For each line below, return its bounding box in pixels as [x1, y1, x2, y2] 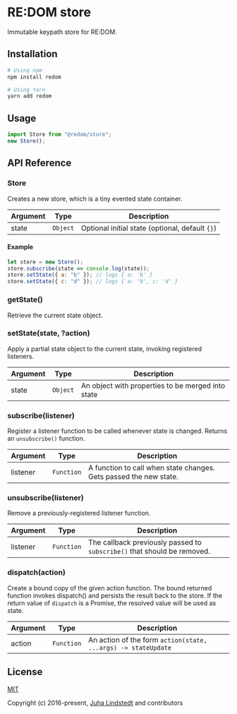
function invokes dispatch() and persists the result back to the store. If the [7, 591, 223, 600]
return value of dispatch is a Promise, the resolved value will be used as [7, 598, 217, 607]
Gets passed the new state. [87, 472, 178, 482]
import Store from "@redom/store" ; [7, 131, 112, 138]
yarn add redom [7, 93, 52, 100]
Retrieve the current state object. [7, 311, 104, 319]
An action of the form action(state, [87, 635, 208, 645]
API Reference [7, 157, 72, 169]
